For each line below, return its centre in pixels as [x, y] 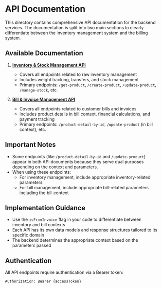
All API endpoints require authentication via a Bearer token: [64, 272]
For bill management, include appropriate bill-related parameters [84, 187]
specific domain [28, 235]
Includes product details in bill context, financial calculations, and [85, 114]
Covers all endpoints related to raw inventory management [78, 74]
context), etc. [33, 129]
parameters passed [32, 245]
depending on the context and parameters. [55, 167]
